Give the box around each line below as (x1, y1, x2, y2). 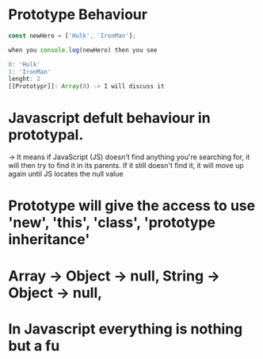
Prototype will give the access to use (8, 197, 256, 215)
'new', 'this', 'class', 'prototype (8, 214, 216, 231)
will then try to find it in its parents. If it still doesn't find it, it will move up (8, 161, 244, 170)
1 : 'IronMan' (8, 67, 51, 76)
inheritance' (8, 231, 90, 249)
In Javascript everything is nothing (8, 319, 243, 338)
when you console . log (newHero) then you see (8, 46, 158, 54)
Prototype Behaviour (8, 6, 148, 24)
